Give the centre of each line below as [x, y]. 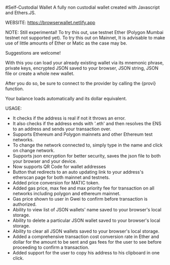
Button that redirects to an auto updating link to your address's [78, 172]
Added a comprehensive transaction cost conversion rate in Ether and [86, 237]
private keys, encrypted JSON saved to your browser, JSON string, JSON [82, 68]
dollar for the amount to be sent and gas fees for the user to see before [87, 242]
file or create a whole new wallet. [40, 73]
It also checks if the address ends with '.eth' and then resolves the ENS [87, 123]
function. [15, 89]
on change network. [33, 150]
